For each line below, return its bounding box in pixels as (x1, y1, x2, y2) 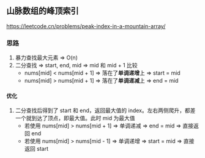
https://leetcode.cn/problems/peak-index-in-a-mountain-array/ (6, 22, 166, 29)
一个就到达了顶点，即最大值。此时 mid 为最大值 (15, 115, 135, 122)
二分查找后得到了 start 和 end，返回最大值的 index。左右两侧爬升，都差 (15, 107, 196, 115)
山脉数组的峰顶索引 (6, 6, 79, 17)
